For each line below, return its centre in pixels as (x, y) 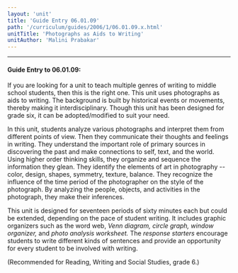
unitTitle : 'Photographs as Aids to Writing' (75, 34)
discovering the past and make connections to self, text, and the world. (111, 152)
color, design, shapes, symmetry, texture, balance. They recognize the (110, 174)
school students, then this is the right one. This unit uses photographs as (114, 93)
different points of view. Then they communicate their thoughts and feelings (118, 137)
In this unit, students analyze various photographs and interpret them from (116, 129)
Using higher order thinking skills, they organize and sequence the (104, 160)
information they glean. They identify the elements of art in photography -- (116, 167)
